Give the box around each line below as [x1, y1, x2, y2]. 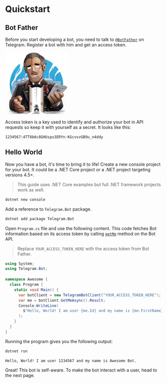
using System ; [5, 261, 35, 266]
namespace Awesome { [5, 277, 48, 282]
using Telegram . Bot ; [5, 266, 48, 271]
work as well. [17, 187, 45, 193]
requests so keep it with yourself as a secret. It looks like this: [5, 125, 131, 130]
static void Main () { [14, 287, 59, 292]
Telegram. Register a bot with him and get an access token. [5, 42, 127, 48]
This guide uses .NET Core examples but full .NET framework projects [17, 181, 161, 187]
